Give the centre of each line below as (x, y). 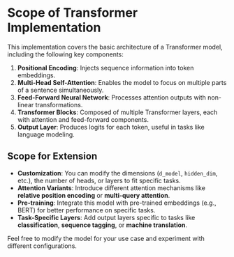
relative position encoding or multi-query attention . (94, 195)
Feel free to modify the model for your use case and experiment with (106, 238)
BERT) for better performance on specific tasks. (86, 210)
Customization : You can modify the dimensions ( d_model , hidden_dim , (117, 173)
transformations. (59, 104)
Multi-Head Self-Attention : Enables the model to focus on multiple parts (122, 82)
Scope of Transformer (73, 13)
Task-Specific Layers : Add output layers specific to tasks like (106, 217)
